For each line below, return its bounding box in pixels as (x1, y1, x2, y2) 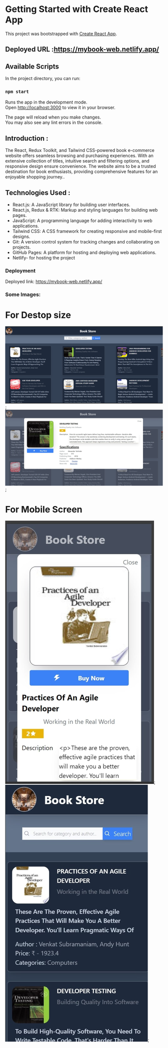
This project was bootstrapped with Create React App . (5, 30, 117, 36)
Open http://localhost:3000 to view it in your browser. (5, 104, 116, 110)
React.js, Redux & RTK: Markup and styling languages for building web (12, 207, 158, 213)
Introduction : (5, 134, 48, 142)
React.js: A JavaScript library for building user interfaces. (12, 201, 130, 208)
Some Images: (5, 291, 41, 298)
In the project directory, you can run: (5, 75, 80, 81)
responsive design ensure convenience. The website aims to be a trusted (5, 163, 156, 169)
